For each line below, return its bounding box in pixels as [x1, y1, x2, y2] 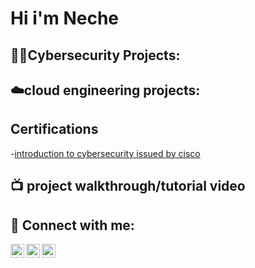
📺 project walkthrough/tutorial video [10, 178, 246, 195]
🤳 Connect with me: [10, 217, 135, 234]
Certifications [10, 121, 99, 138]
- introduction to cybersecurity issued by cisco [10, 147, 201, 159]
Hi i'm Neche [10, 7, 120, 30]
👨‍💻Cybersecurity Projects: [10, 47, 181, 64]
